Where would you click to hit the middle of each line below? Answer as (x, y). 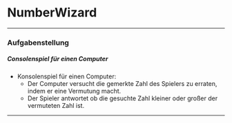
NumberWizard (52, 13)
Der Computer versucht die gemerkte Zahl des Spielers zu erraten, (122, 83)
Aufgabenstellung (38, 43)
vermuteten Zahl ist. (56, 105)
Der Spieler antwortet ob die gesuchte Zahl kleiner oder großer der (123, 98)
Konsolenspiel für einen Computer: (67, 76)
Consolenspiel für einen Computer (58, 59)
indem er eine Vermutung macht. (74, 91)
